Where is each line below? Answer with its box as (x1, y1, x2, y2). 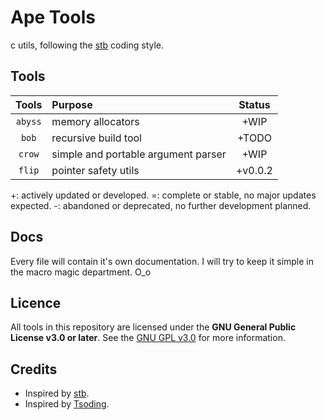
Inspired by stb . (24, 387, 90, 400)
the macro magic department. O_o (10, 266, 152, 278)
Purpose (51, 97, 93, 111)
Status (238, 97, 271, 111)
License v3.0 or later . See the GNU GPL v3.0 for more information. (10, 332, 286, 344)
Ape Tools (10, 6, 96, 29)
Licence (10, 294, 62, 311)
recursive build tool (51, 131, 142, 145)
